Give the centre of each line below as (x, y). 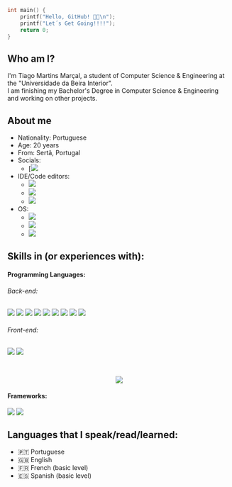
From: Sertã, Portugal (49, 153)
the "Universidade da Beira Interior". (60, 83)
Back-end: (23, 291)
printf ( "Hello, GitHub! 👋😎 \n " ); (68, 17)
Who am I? (31, 58)
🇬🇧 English (35, 460)
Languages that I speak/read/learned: (93, 435)
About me (29, 121)
